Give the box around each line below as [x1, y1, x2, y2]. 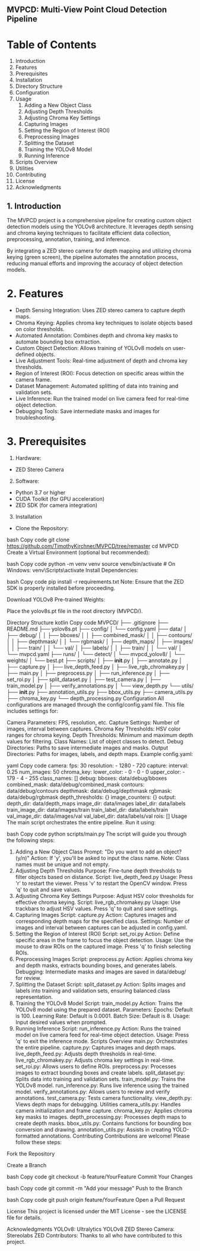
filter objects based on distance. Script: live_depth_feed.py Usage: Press [15, 874, 193, 881]
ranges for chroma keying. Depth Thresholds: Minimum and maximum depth [7, 732, 193, 739]
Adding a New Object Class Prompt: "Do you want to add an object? [15, 848, 182, 855]
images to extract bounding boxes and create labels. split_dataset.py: [15, 1069, 186, 1076]
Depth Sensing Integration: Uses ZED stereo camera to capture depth [15, 307, 186, 314]
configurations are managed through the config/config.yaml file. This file [7, 701, 185, 708]
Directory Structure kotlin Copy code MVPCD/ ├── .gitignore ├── [7, 619, 169, 626]
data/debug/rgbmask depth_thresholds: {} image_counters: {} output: [7, 793, 176, 801]
